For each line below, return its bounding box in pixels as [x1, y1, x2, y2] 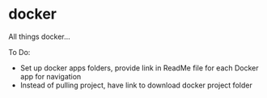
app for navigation [19, 71, 82, 81]
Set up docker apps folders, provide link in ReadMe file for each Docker [19, 62, 259, 73]
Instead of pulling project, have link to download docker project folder [19, 80, 252, 90]
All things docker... [8, 32, 70, 41]
